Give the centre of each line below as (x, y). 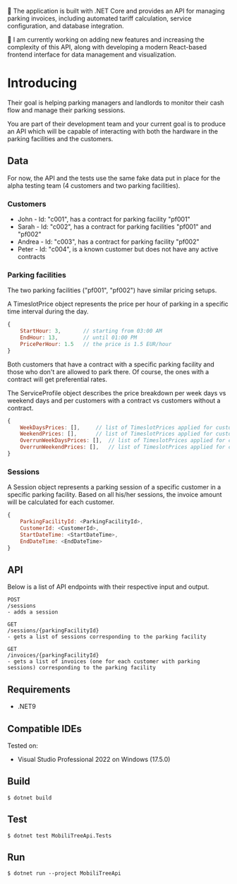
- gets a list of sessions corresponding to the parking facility (107, 637)
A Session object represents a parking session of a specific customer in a (114, 487)
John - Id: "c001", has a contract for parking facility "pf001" (104, 220)
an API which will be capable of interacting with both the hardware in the (113, 131)
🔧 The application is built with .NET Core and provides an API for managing (116, 11)
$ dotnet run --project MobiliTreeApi (64, 873)
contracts (31, 257)
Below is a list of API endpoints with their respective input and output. (108, 587)
